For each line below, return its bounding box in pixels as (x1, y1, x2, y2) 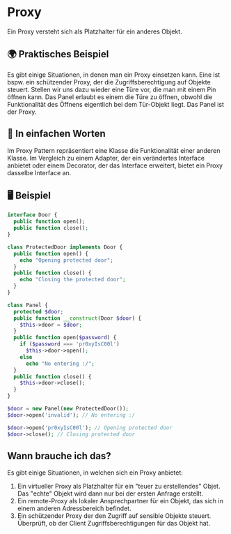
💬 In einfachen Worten (7, 128, 106, 140)
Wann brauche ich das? (7, 450, 111, 461)
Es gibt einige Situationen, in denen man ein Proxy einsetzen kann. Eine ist (7, 71, 221, 79)
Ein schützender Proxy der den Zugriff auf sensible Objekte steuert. (17, 512, 212, 520)
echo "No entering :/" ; (25, 360, 95, 367)
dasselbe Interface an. (7, 168, 72, 177)
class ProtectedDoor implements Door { (7, 244, 123, 251)
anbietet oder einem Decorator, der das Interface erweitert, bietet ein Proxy (7, 161, 223, 170)
